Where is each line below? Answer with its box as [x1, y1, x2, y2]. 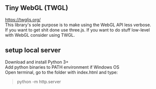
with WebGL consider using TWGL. [5, 32, 75, 38]
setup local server [5, 46, 61, 55]
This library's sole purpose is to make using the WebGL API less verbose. [5, 22, 151, 28]
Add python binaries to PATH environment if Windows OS [5, 64, 120, 70]
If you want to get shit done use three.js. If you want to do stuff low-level [5, 27, 150, 33]
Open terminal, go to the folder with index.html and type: [5, 69, 118, 75]
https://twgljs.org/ [5, 16, 41, 22]
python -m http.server [16, 78, 62, 84]
